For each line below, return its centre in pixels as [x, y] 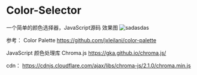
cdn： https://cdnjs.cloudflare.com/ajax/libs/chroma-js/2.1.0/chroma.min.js [99, 65]
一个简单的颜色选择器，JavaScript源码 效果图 [62, 27]
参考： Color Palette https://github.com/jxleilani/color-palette [81, 40]
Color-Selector [44, 10]
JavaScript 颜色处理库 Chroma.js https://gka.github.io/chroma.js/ [86, 53]
